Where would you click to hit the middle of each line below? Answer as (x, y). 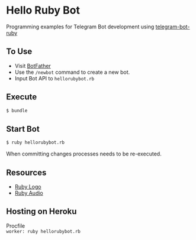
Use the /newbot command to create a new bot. (72, 72)
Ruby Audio (29, 193)
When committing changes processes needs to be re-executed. (84, 154)
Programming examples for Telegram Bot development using (80, 27)
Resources (26, 172)
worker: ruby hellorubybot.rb (44, 231)
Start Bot (23, 129)
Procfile (16, 226)
